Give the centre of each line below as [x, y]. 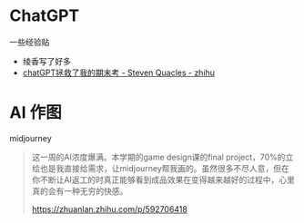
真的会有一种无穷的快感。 [80, 190]
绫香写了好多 [46, 61]
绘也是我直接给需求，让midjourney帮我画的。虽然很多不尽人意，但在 [160, 168]
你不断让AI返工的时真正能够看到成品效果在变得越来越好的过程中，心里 [163, 179]
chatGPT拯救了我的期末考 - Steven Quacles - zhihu [119, 73]
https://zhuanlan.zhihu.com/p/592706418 [110, 208]
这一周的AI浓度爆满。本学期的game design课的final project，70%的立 [162, 157]
